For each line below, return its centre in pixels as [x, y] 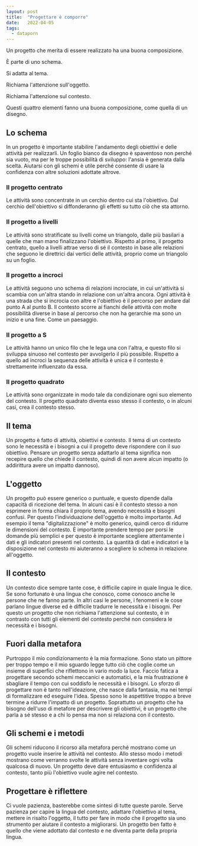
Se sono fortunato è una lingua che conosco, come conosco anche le [91, 594]
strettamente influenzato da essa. [47, 367]
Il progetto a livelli [32, 222]
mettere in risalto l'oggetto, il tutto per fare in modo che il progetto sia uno [96, 818]
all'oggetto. [20, 555]
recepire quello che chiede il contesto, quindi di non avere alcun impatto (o [97, 459]
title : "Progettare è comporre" [47, 17]
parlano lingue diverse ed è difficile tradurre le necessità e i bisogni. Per [94, 606]
